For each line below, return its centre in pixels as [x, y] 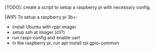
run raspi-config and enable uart [46, 38]
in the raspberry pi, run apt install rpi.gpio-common [66, 43]
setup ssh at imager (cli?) [38, 32]
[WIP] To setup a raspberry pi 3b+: [41, 17]
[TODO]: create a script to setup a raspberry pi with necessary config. [78, 7]
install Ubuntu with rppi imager [44, 27]
